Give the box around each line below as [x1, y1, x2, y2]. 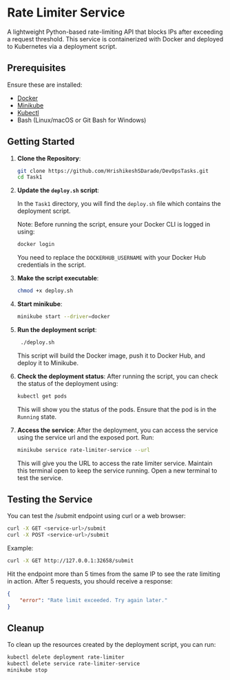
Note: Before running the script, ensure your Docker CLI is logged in [17, 220, 211, 229]
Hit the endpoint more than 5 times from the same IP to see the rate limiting [7, 570, 220, 578]
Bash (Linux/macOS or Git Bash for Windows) [17, 116, 147, 124]
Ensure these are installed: [7, 81, 83, 89]
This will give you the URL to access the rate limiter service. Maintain [17, 459, 213, 467]
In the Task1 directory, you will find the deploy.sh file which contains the [17, 200, 222, 208]
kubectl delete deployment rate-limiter [7, 654, 125, 661]
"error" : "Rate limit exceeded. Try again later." [19, 597, 168, 604]
